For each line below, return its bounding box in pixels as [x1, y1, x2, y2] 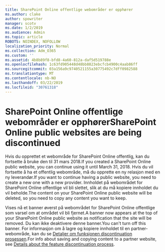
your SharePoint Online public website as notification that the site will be [5, 215, 152, 221]
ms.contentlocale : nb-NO [5, 76, 56, 81]
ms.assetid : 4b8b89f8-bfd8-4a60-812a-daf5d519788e [5, 57, 111, 62]
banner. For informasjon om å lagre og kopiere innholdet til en [5, 225, 131, 231]
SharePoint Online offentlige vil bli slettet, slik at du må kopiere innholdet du [5, 185, 159, 191]
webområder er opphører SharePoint [5, 116, 157, 128]
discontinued [5, 137, 61, 148]
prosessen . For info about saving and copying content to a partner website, [5, 236, 157, 242]
